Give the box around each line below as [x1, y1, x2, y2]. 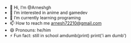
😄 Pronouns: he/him [9, 27, 51, 33]
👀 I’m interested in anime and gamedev [9, 10, 88, 15]
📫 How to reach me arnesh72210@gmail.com [9, 20, 102, 26]
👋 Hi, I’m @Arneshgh [9, 5, 51, 10]
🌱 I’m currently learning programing [9, 15, 81, 20]
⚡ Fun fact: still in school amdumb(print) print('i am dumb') [9, 33, 127, 38]
